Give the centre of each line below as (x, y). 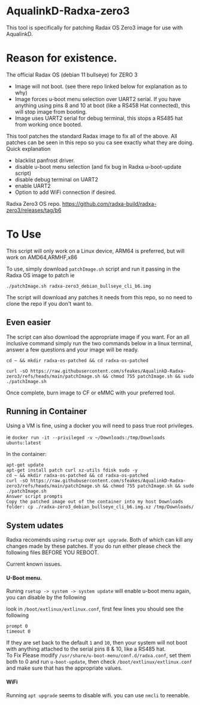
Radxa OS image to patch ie (40, 275)
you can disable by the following (46, 597)
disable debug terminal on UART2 (57, 179)
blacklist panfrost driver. (45, 160)
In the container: (26, 454)
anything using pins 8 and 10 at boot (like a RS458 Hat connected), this (102, 105)
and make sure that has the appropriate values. (64, 668)
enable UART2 (33, 186)
